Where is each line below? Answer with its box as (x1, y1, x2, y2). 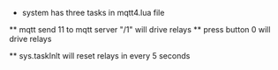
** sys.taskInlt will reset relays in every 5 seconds (9, 51, 191, 60)
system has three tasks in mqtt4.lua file (21, 8, 165, 17)
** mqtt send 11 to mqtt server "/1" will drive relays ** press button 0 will (9, 24, 271, 34)
